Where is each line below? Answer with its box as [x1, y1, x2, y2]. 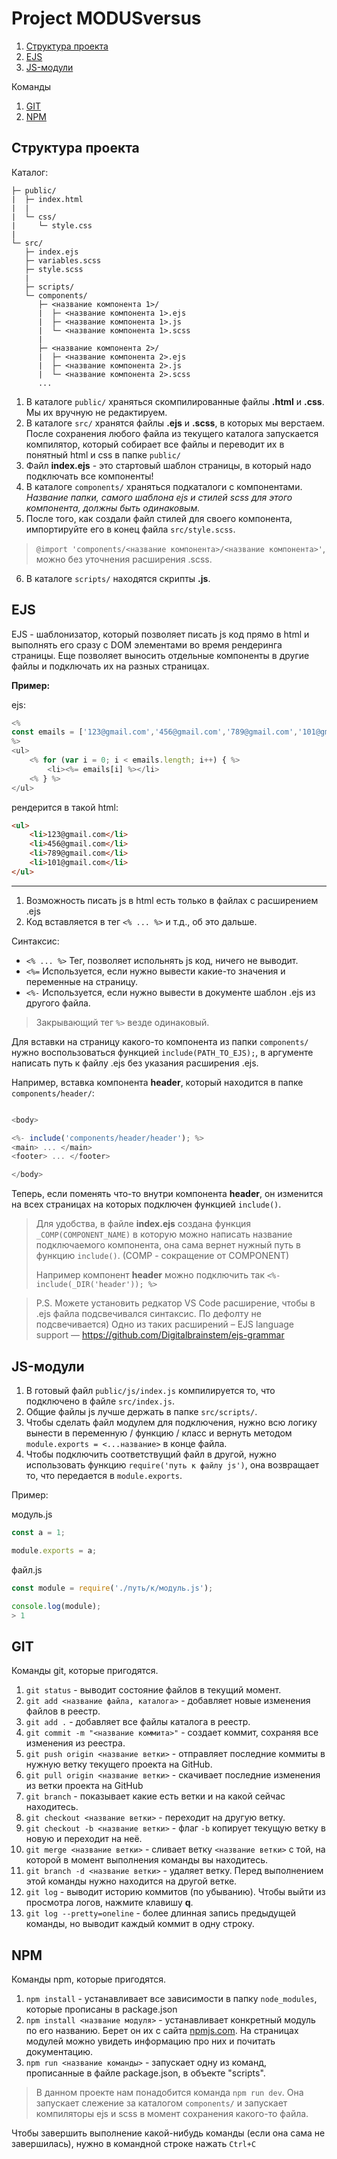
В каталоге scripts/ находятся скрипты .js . [25, 572, 211, 584]
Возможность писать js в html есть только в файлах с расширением [25, 894, 319, 906]
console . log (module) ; [11, 1601, 102, 1611]
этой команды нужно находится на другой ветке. [25, 1875, 238, 1887]
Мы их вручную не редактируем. [25, 406, 168, 418]
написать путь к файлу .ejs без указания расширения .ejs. [11, 1057, 259, 1069]
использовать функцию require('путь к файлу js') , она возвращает [25, 1459, 320, 1471]
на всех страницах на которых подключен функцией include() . [11, 1198, 282, 1211]
